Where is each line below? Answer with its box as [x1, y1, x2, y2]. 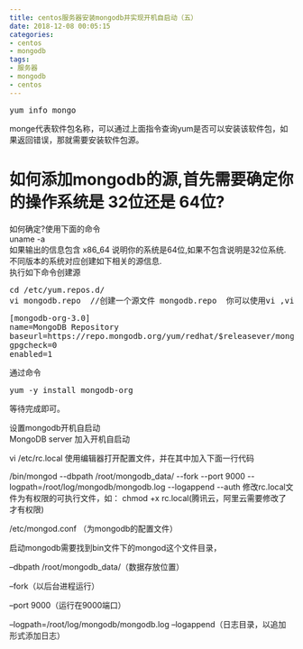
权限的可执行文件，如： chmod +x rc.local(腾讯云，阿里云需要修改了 [32, 492, 287, 503]
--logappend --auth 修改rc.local [167, 481, 286, 492]
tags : [9, 55, 30, 64]
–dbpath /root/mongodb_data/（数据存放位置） [9, 561, 185, 572]
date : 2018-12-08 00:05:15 [9, 22, 111, 31]
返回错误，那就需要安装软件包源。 [16, 134, 144, 145]
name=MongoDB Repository [9, 322, 119, 332]
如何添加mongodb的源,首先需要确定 [9, 169, 278, 189]
